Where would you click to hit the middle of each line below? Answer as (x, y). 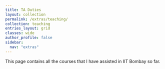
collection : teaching (28, 24)
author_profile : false (29, 38)
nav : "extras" (24, 47)
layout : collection (25, 14)
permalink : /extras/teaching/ (37, 19)
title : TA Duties (23, 10)
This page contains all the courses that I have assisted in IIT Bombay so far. (83, 61)
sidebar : (14, 42)
